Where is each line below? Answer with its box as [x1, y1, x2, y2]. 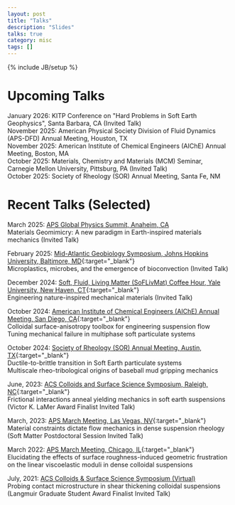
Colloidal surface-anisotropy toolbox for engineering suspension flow [7, 321, 211, 331]
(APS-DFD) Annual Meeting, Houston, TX [7, 134, 128, 142]
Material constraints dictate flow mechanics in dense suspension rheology [7, 424, 225, 432]
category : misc [7, 37, 53, 44]
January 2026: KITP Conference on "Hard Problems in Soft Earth [7, 111, 197, 119]
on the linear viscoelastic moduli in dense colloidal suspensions [7, 460, 193, 469]
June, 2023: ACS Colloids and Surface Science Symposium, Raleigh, [7, 380, 208, 388]
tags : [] [7, 43, 33, 51]
